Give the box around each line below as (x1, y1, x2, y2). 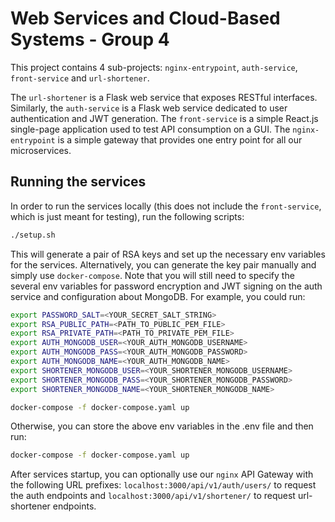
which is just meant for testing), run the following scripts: (10, 210, 245, 222)
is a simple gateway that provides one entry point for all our (57, 133, 303, 146)
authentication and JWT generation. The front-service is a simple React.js (10, 112, 319, 124)
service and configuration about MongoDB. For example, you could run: (10, 290, 306, 302)
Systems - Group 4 (10, 28, 170, 51)
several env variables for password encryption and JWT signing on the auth (10, 280, 323, 292)
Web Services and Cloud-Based (10, 7, 281, 30)
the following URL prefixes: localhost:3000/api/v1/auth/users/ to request (10, 479, 317, 491)
